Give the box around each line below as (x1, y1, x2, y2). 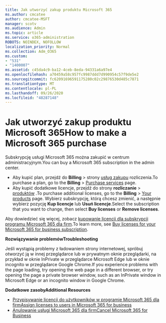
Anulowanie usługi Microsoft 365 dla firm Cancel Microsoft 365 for (12, 307, 148, 314)
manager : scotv (5, 21, 37, 26)
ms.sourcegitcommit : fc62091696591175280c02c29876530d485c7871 (5, 77, 139, 82)
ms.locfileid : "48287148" (5, 95, 59, 100)
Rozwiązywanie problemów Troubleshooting (5, 236, 98, 242)
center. (5, 165, 20, 171)
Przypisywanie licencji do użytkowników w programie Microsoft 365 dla (12, 297, 160, 303)
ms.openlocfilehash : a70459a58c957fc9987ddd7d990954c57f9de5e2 (5, 72, 139, 77)
